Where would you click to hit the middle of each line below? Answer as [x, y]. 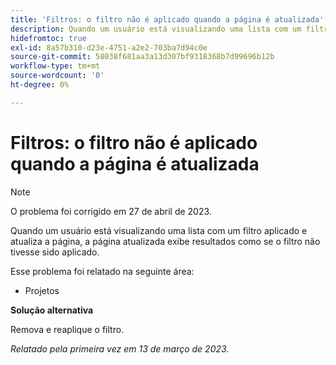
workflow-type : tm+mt [55, 66]
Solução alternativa [52, 310]
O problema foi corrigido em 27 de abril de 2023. [111, 211]
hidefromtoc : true [48, 38]
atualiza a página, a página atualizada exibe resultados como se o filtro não [165, 241]
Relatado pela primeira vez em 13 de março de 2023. [120, 348]
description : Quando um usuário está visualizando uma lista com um [156, 29]
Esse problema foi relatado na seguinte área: [102, 271]
